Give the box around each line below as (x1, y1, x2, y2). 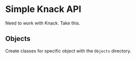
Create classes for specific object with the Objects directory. (5, 47, 131, 53)
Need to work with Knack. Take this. (5, 20, 80, 26)
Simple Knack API (5, 3, 82, 15)
